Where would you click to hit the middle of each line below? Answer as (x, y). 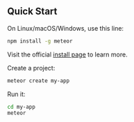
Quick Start (32, 12)
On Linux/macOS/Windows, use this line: (65, 28)
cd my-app (22, 107)
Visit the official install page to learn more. (67, 54)
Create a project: (31, 68)
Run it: (16, 94)
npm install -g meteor (40, 41)
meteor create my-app (39, 81)
